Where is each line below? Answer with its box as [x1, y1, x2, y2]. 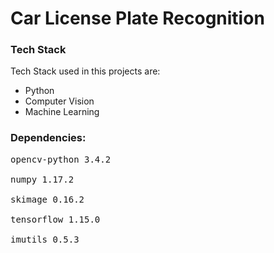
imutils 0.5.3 [10, 233, 80, 245]
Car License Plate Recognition [10, 7, 265, 30]
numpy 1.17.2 [10, 173, 75, 185]
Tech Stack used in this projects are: [10, 65, 161, 77]
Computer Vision [24, 95, 95, 107]
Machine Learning [24, 106, 100, 118]
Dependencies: [10, 131, 87, 145]
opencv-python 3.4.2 [10, 153, 112, 165]
